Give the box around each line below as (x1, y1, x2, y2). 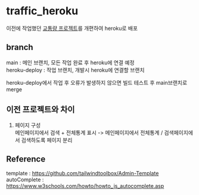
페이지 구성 (14, 121, 41, 129)
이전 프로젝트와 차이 (6, 104, 75, 114)
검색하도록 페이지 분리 (21, 136, 73, 144)
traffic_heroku (6, 4, 79, 18)
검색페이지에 (164, 129, 194, 136)
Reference (6, 154, 46, 164)
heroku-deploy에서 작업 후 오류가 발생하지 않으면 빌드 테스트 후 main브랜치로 (6, 79, 188, 86)
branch (6, 42, 34, 52)
